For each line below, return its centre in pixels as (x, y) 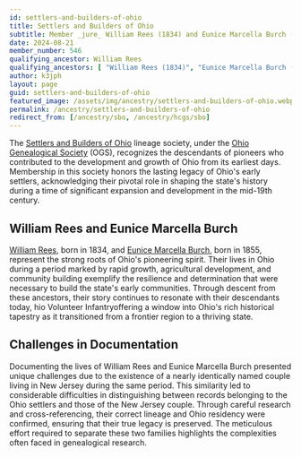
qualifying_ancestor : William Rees (76, 59)
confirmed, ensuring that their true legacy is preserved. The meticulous (141, 423)
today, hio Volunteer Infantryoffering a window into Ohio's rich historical (142, 306)
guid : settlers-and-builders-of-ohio (80, 92)
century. (25, 200)
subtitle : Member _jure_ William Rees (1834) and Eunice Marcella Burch (148, 34)
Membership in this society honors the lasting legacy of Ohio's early (135, 172)
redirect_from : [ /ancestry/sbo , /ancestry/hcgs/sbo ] (110, 117)
